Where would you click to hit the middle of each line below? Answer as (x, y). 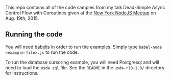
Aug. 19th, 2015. (22, 18)
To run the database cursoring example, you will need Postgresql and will (82, 62)
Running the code (34, 35)
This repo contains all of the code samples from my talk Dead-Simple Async (85, 7)
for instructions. (22, 73)
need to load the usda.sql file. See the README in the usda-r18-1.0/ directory (85, 67)
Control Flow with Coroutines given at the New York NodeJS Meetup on (81, 13)
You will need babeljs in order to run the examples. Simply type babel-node (84, 47)
